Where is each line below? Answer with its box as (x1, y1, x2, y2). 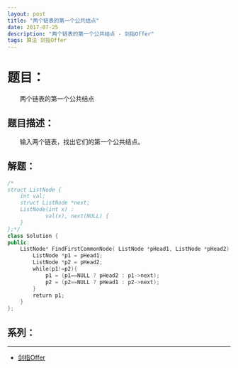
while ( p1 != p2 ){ (33, 266, 78, 273)
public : (7, 239, 30, 246)
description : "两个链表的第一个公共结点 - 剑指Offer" (7, 30, 154, 38)
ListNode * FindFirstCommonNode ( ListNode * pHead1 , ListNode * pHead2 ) (20, 246, 230, 253)
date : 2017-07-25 (7, 23, 59, 31)
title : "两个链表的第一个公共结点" (7, 17, 100, 24)
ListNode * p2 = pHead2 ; (33, 259, 103, 266)
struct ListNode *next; (20, 200, 91, 207)
